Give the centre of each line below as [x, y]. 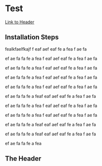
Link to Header [20, 22]
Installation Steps [32, 37]
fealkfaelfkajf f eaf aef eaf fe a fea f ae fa [46, 49]
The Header [23, 159]
